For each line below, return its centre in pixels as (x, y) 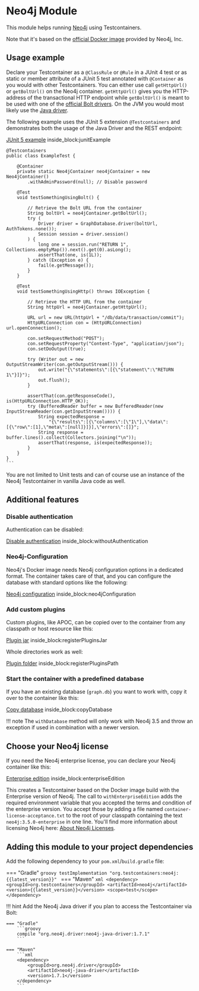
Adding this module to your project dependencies (100, 847)
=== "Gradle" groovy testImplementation (57, 872)
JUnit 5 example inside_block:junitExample (59, 140)
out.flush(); (54, 380)
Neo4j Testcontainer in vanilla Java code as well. (66, 481)
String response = (61, 432)
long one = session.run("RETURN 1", (83, 244)
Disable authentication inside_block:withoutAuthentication (77, 541)
